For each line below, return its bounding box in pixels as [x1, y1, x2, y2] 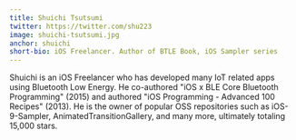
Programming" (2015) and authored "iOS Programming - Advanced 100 [9, 92, 275, 103]
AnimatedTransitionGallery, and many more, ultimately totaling [53, 111, 286, 122]
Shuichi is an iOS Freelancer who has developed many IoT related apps [9, 72, 275, 83]
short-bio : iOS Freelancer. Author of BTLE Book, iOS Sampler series [9, 47, 279, 56]
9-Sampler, [9, 111, 52, 122]
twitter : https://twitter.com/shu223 [9, 22, 153, 31]
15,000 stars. [9, 120, 58, 132]
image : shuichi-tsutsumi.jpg [9, 30, 120, 39]
